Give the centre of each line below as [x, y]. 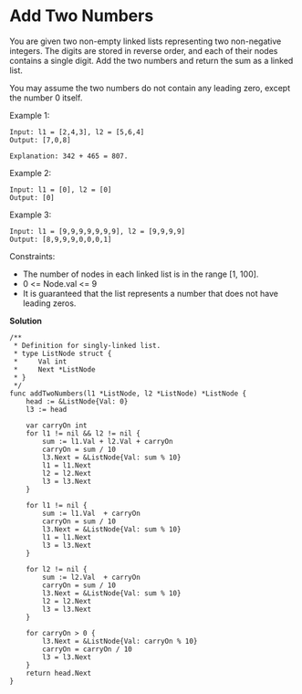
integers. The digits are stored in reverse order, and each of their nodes [144, 50]
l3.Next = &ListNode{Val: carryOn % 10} [120, 641]
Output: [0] [32, 197]
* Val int [40, 362]
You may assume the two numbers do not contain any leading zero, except [150, 88]
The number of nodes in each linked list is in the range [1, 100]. [141, 274]
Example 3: [31, 215]
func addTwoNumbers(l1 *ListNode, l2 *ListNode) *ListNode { [128, 394]
